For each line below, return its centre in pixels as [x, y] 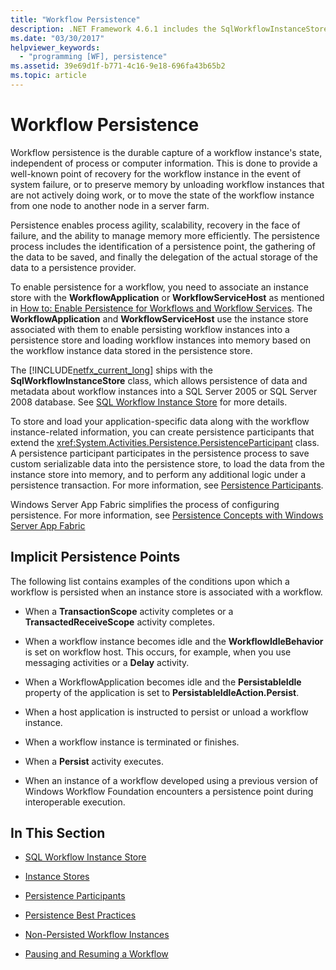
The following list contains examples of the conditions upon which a [150, 581]
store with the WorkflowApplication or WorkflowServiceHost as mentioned [167, 297]
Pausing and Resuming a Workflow [96, 954]
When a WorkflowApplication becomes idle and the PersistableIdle [163, 682]
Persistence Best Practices [80, 915]
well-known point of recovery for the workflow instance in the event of [156, 173]
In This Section [58, 833]
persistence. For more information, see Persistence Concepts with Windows [167, 515]
